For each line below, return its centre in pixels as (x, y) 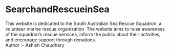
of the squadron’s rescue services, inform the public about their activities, (83, 34)
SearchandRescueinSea (58, 9)
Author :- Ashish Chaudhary (35, 45)
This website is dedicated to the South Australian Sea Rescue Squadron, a (83, 23)
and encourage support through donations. (51, 40)
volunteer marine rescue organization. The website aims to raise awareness (85, 29)
